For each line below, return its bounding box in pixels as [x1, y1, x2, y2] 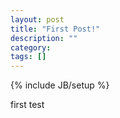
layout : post [10, 14, 65, 25]
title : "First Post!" [10, 24, 101, 34]
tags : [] [10, 52, 47, 62]
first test [10, 99, 45, 111]
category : [10, 42, 52, 53]
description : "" [10, 33, 78, 43]
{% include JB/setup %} [10, 79, 110, 91]
